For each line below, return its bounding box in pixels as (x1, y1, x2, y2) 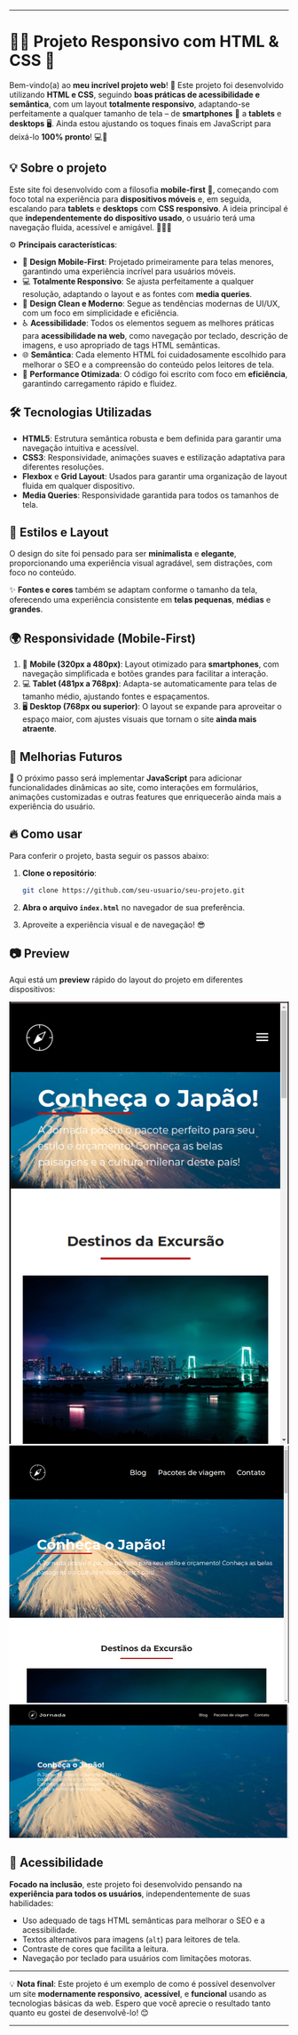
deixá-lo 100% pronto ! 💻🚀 (9, 131, 108, 142)
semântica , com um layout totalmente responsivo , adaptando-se (9, 99, 250, 109)
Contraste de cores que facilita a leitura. (21, 1943, 169, 1954)
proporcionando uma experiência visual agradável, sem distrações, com (9, 557, 273, 569)
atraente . (21, 724, 58, 734)
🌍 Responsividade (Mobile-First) (9, 630, 197, 645)
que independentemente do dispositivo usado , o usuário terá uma (9, 212, 255, 223)
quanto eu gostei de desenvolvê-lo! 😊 (9, 2007, 149, 2018)
